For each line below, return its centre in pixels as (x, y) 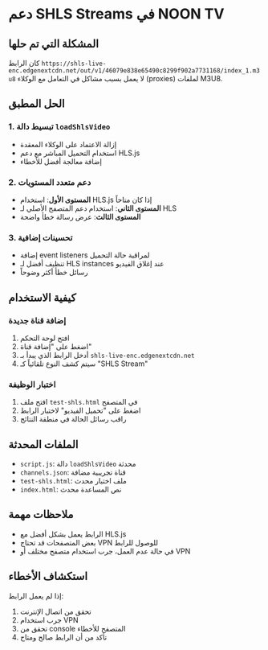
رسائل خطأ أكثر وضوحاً (54, 272)
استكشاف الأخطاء (48, 576)
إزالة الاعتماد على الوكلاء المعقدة (68, 144)
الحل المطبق (37, 104)
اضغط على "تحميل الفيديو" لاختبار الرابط (80, 410)
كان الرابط (24, 63)
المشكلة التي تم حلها (53, 44)
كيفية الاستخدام (42, 297)
